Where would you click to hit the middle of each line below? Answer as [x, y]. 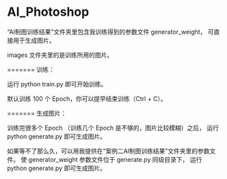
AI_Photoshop [48, 12]
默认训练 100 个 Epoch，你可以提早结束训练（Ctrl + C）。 [87, 98]
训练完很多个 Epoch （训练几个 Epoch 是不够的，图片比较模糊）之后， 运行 [113, 128]
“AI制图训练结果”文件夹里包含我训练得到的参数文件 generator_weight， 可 [110, 32]
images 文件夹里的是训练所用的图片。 [60, 55]
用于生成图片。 [34, 40]
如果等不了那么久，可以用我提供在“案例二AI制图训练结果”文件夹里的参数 [108, 151]
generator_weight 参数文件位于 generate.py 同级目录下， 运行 [115, 159]
